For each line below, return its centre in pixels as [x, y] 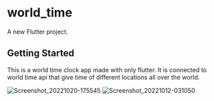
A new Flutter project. [38, 32]
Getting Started [41, 53]
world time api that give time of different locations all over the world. [104, 77]
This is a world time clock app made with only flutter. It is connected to [107, 69]
